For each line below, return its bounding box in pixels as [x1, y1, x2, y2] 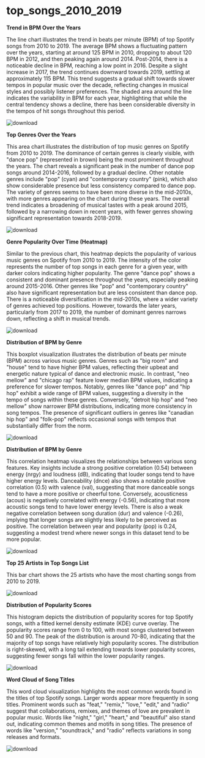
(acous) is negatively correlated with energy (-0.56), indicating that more [6, 496, 190, 503]
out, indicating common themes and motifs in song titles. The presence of [6, 720, 193, 727]
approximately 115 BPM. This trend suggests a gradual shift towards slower [6, 75, 195, 82]
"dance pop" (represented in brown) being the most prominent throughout [6, 155, 194, 163]
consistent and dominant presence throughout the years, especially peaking [6, 276, 198, 283]
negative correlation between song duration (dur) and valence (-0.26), [6, 509, 184, 517]
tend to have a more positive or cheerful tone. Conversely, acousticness [6, 490, 188, 497]
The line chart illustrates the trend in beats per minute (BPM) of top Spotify [6, 35, 195, 43]
